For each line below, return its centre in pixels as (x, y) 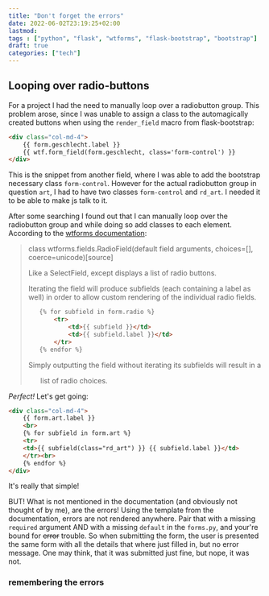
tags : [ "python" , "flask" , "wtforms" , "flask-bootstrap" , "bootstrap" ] (133, 38)
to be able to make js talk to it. (58, 201)
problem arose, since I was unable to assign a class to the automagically (128, 114)
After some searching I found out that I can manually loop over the (118, 216)
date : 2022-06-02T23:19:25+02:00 (64, 23)
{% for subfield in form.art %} (77, 433)
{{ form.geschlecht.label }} (72, 145)
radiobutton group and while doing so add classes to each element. (120, 225)
